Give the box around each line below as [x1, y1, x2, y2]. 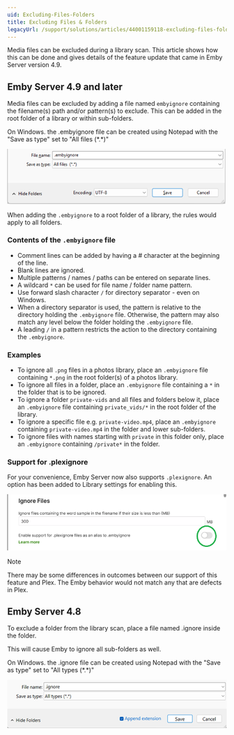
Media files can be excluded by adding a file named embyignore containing [7, 100, 220, 108]
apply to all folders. [7, 218, 63, 226]
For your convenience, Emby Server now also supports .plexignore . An [7, 473, 212, 481]
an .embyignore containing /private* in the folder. [17, 440, 160, 449]
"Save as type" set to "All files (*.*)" [7, 135, 109, 144]
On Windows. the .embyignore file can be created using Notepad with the [7, 127, 218, 136]
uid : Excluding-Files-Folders [7, 11, 95, 18]
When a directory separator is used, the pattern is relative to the [17, 303, 201, 311]
